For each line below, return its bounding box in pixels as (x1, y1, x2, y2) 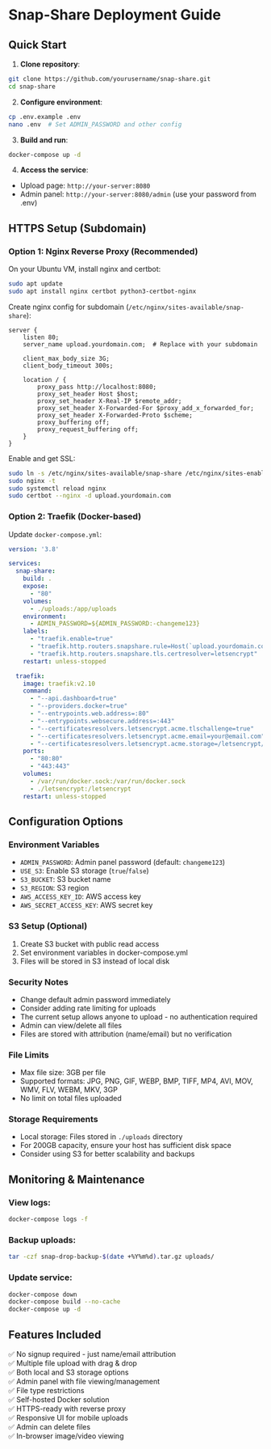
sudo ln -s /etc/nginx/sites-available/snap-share (8, 469, 182, 477)
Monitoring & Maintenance (8, 1172, 145, 1186)
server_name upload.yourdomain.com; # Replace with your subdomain (23, 340, 258, 349)
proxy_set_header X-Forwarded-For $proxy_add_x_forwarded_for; (37, 404, 254, 412)
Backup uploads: (8, 1234, 77, 1245)
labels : (23, 627, 48, 636)
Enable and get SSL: (8, 453, 76, 463)
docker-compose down (8, 1290, 78, 1299)
